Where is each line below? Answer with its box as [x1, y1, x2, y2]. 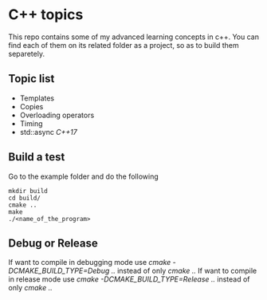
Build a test [8, 150, 65, 164]
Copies [19, 101, 44, 111]
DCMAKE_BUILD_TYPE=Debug [8, 266, 110, 276]
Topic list [8, 72, 55, 85]
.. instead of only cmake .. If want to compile [111, 266, 257, 276]
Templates [19, 93, 54, 103]
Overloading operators [19, 110, 95, 120]
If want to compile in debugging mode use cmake [8, 258, 171, 267]
